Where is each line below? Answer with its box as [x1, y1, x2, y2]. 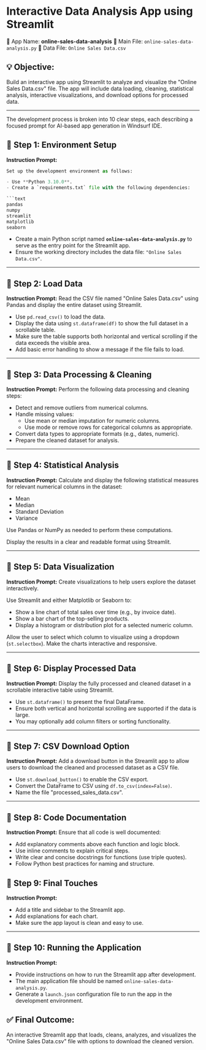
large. [15, 711, 30, 719]
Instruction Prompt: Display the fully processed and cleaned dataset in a [6, 679, 191, 687]
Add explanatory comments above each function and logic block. [15, 841, 180, 848]
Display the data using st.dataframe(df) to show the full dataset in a [15, 320, 188, 327]
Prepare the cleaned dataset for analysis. [15, 437, 120, 444]
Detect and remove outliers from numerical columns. [15, 404, 148, 412]
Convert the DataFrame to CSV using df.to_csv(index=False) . [15, 782, 173, 790]
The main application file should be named [15, 977, 123, 984]
